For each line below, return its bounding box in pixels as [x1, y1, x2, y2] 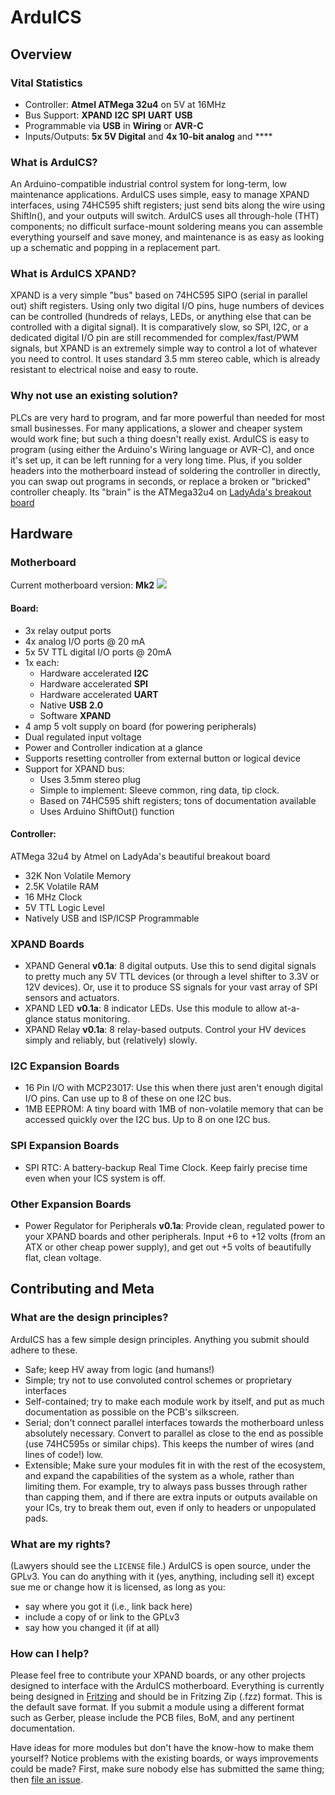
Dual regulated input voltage [24, 731, 142, 743]
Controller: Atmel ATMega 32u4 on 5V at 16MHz [24, 98, 227, 110]
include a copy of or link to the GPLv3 [24, 1611, 180, 1623]
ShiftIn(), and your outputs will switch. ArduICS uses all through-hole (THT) [10, 210, 320, 222]
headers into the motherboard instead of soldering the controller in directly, [10, 464, 321, 476]
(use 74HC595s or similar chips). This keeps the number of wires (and [24, 1437, 315, 1450]
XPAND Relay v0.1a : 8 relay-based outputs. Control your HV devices [24, 1024, 307, 1036]
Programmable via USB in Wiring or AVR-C [24, 119, 204, 131]
